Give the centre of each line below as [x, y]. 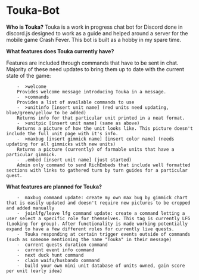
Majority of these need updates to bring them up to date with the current [95, 69]
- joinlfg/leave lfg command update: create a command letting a [101, 213]
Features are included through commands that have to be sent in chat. [92, 63]
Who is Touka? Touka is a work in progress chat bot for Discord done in [94, 27]
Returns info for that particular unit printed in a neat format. [101, 118]
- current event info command [56, 250]
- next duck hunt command [50, 255]
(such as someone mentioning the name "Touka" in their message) [89, 239]
